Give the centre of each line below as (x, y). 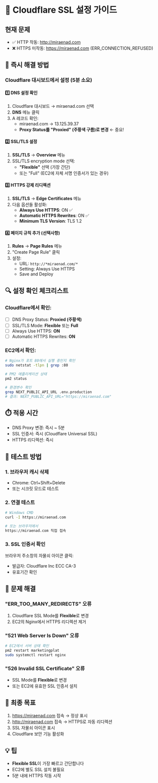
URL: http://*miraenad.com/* (49, 264)
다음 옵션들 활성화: (30, 204)
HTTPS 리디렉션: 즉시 (33, 440)
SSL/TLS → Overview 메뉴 (39, 155)
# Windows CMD (19, 513)
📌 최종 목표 (21, 703)
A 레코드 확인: (25, 118)
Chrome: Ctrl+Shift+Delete (39, 483)
